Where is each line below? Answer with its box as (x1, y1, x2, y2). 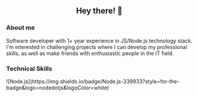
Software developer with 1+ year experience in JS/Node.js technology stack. (6, 37, 193, 44)
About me (6, 24, 35, 32)
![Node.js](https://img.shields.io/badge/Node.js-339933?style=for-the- (6, 77, 180, 85)
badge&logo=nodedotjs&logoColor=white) (6, 84, 109, 91)
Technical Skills (6, 64, 53, 73)
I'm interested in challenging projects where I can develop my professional (6, 43, 187, 50)
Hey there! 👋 (76, 6, 123, 16)
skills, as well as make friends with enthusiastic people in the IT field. (6, 50, 174, 57)
